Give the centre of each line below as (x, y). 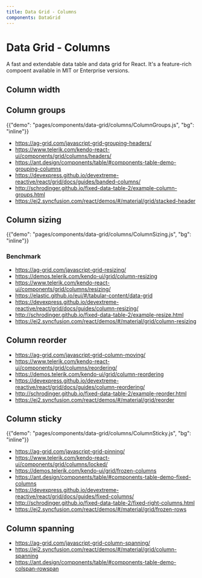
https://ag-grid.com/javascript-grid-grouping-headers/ (83, 143)
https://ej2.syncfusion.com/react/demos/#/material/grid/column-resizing (106, 321)
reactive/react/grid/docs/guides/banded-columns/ (78, 182)
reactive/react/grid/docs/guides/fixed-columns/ (74, 496)
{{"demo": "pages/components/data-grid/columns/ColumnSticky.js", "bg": (99, 433)
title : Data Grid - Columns (42, 12)
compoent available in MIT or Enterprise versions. (68, 71)
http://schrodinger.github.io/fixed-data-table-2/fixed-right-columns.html (105, 503)
